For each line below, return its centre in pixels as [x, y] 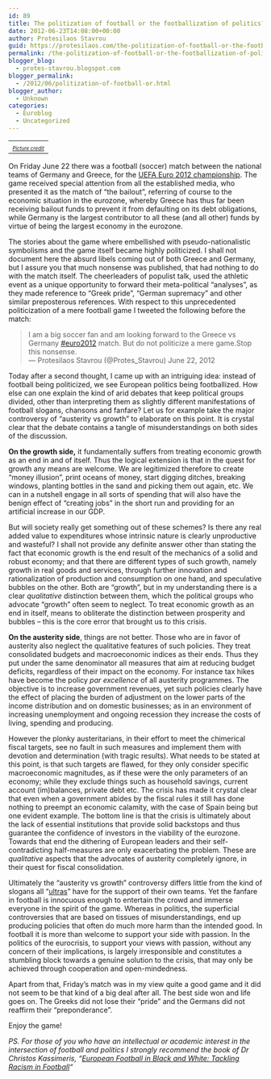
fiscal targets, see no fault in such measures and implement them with [125, 747]
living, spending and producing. [61, 722]
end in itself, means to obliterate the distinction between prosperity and [127, 613]
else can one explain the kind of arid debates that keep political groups [126, 393]
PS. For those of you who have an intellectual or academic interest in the [129, 1041]
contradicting [31, 850]
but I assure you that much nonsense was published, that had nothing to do [134, 267]
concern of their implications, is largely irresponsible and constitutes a [125, 951]
